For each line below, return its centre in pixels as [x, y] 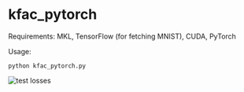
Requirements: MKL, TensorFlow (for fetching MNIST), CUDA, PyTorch [122, 36]
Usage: [20, 51]
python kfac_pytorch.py [47, 66]
